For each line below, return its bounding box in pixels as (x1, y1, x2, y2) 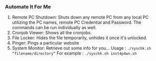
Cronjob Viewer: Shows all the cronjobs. (12, 30, 92, 36)
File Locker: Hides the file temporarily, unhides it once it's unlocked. (12, 35, 147, 41)
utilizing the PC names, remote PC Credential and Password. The (12, 19, 142, 25)
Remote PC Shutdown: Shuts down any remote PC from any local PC (12, 15, 149, 20)
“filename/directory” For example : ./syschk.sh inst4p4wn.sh (12, 50, 137, 56)
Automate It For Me (5, 3, 51, 10)
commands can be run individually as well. (12, 25, 97, 30)
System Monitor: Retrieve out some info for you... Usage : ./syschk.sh (12, 45, 151, 51)
